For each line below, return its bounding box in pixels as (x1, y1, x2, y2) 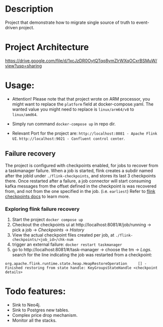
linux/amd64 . (12, 111, 38, 117)
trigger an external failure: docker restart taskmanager (12, 241, 123, 247)
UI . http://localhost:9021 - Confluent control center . (12, 135, 125, 141)
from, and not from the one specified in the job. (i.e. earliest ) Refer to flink (5, 188, 156, 194)
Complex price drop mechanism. (12, 312, 78, 318)
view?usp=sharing (5, 63, 42, 69)
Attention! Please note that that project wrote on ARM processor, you (12, 96, 150, 102)
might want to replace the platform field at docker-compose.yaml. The (12, 101, 154, 107)
